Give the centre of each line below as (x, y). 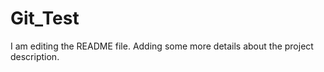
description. (35, 56)
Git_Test (45, 18)
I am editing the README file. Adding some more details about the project (162, 46)
